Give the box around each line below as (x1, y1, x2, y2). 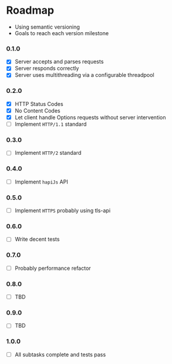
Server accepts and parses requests (14, 58, 104, 66)
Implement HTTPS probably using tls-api (14, 207, 111, 214)
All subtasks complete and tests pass (14, 351, 106, 358)
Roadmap (6, 4, 55, 17)
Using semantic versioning (14, 23, 80, 30)
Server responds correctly (14, 65, 79, 72)
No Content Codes (14, 107, 60, 114)
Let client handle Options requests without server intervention (14, 114, 166, 121)
